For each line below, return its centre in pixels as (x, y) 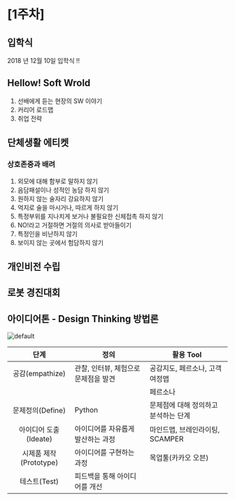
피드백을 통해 (95, 476)
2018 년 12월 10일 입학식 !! (44, 61)
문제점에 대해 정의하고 (184, 406)
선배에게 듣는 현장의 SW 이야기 (60, 101)
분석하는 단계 (170, 416)
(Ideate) (39, 439)
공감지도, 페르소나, (178, 368)
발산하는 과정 (95, 439)
